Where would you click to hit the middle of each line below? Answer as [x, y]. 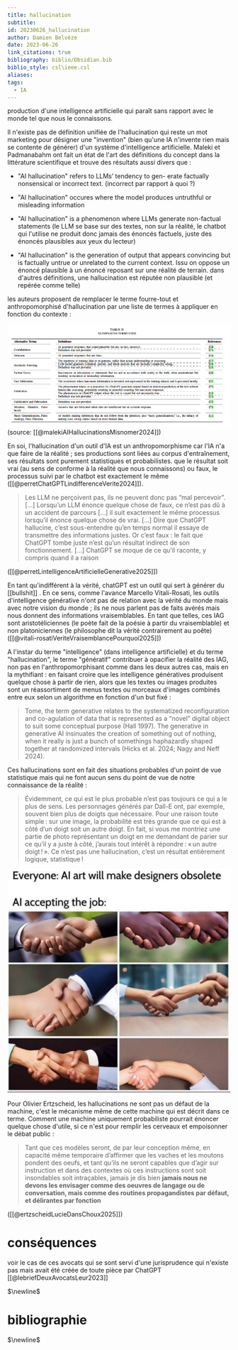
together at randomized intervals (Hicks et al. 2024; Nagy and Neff [122, 749]
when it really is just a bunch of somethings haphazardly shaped [119, 741]
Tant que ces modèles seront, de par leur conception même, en [117, 1148]
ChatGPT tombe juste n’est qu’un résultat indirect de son [107, 543]
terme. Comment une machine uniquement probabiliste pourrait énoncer [113, 1119]
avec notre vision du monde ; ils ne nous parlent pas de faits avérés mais [114, 608]
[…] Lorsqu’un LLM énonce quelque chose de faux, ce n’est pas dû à [125, 505]
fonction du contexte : [40, 314]
